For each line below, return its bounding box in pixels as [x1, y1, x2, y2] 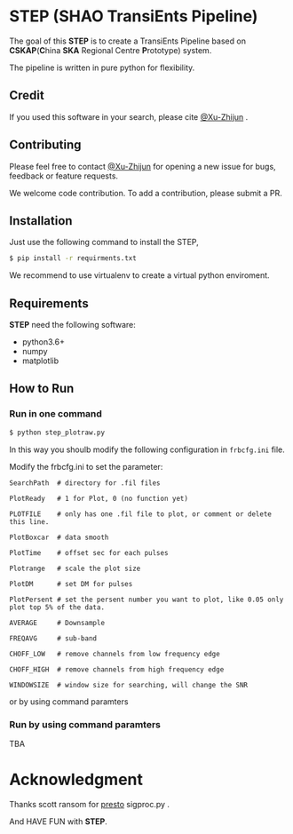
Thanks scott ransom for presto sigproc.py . [9, 798, 170, 809]
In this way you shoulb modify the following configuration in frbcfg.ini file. [9, 444, 286, 455]
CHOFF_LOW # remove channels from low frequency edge [9, 649, 220, 658]
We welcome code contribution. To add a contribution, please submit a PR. [9, 187, 282, 198]
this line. [9, 517, 50, 526]
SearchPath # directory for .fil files [9, 478, 162, 488]
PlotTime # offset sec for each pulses [9, 548, 169, 557]
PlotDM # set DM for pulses [9, 579, 133, 588]
